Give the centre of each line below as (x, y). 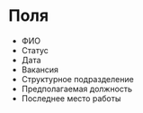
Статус (35, 50)
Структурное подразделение (77, 79)
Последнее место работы (71, 98)
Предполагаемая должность (76, 89)
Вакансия (40, 70)
